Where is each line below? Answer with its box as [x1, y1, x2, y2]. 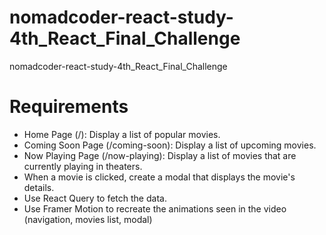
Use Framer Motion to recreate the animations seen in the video [23, 202, 287, 215]
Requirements [9, 96, 129, 118]
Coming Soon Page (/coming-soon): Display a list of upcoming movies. [23, 139, 317, 151]
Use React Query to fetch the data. [23, 192, 167, 204]
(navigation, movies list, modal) [23, 213, 153, 225]
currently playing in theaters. [23, 160, 143, 172]
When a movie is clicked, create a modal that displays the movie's [23, 171, 296, 183]
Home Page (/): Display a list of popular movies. [23, 128, 221, 140]
